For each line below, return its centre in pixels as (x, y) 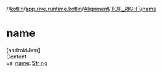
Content (16, 57)
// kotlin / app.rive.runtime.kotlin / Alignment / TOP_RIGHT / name (81, 9)
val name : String (27, 63)
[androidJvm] (24, 50)
